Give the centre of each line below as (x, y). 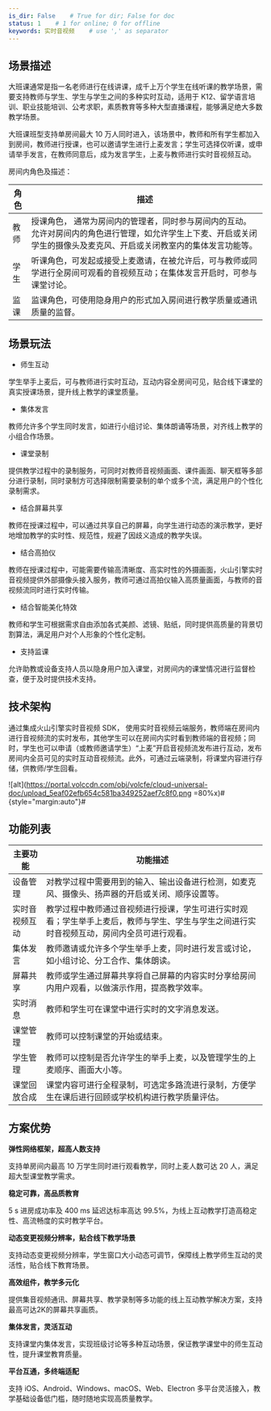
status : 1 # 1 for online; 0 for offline (84, 23)
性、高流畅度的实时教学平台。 (58, 1221)
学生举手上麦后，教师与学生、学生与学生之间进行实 (159, 921)
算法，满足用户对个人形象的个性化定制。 (82, 634)
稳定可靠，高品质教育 (44, 1193)
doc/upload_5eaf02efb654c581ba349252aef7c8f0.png (100, 792)
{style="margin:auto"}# (47, 801)
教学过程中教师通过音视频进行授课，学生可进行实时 (143, 909)
